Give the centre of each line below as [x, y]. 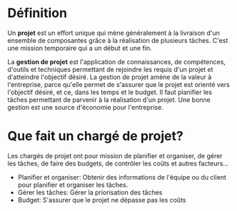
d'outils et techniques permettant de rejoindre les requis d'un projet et [110, 69]
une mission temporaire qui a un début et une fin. [80, 48]
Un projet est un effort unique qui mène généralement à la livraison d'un [114, 33]
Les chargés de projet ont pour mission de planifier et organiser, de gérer [115, 155]
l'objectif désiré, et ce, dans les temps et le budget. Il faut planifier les [110, 92]
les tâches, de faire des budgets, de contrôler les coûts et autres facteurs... [118, 163]
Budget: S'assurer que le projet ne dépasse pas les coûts [102, 200]
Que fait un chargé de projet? [95, 136]
